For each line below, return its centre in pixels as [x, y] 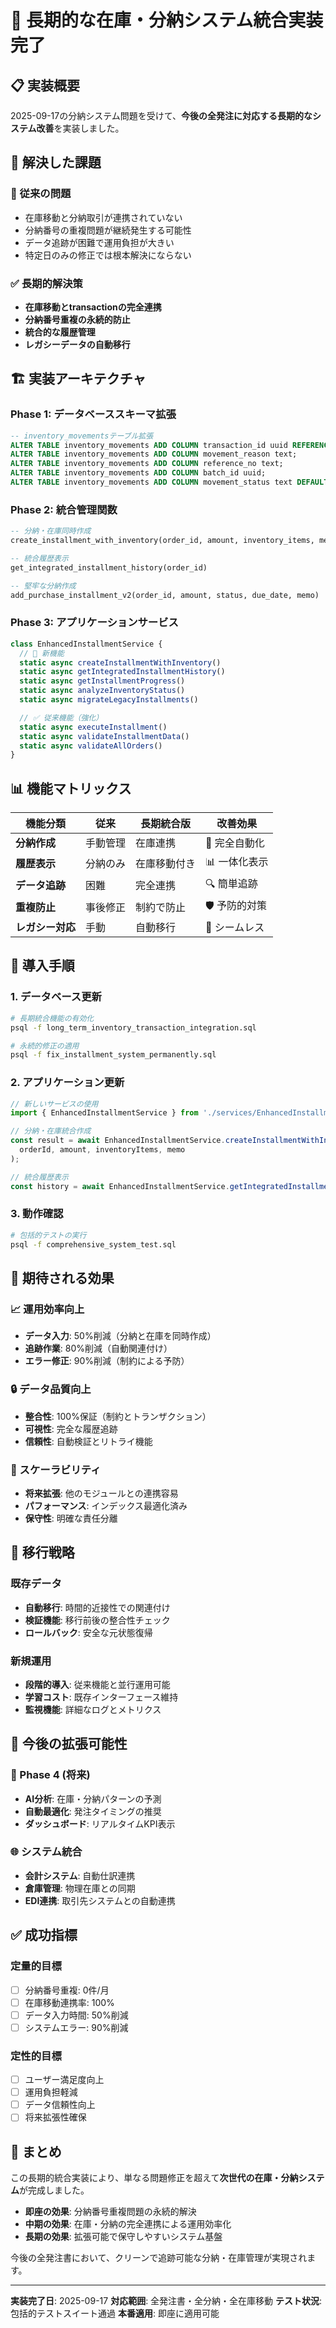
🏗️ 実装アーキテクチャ [78, 379]
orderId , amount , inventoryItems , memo [102, 1150]
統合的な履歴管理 [60, 332]
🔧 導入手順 [42, 966]
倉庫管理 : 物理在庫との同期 [80, 1888]
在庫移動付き [166, 863]
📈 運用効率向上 [47, 1309]
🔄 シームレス [235, 928]
